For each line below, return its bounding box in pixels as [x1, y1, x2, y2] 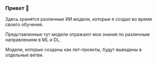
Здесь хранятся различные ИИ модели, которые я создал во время [5, 16, 152, 22]
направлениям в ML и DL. [5, 37, 61, 43]
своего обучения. [5, 21, 44, 27]
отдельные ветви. [5, 52, 44, 58]
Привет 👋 [5, 5, 29, 12]
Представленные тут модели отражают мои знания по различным [5, 31, 150, 38]
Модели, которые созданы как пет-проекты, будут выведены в [5, 47, 142, 53]
